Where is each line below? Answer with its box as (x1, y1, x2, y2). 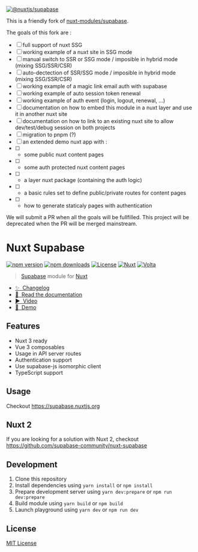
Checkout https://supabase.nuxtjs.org (6, 402, 100, 410)
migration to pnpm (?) (22, 131, 76, 138)
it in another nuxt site (14, 111, 68, 117)
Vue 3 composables (14, 343, 65, 351)
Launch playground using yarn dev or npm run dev (14, 506, 139, 514)
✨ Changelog (14, 284, 50, 291)
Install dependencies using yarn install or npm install (14, 482, 153, 489)
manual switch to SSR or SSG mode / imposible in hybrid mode (22, 56, 178, 62)
